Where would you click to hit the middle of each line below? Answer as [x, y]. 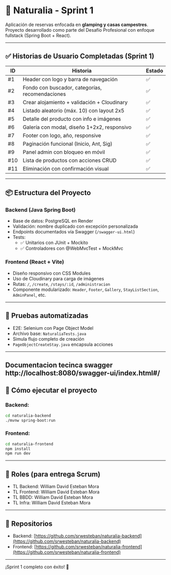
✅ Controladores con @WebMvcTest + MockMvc [72, 248]
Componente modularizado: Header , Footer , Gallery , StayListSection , [86, 289]
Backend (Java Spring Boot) [40, 210]
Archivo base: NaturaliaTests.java [49, 333]
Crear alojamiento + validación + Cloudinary [75, 102]
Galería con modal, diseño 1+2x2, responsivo [77, 127]
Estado [154, 70]
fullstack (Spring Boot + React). [38, 35]
